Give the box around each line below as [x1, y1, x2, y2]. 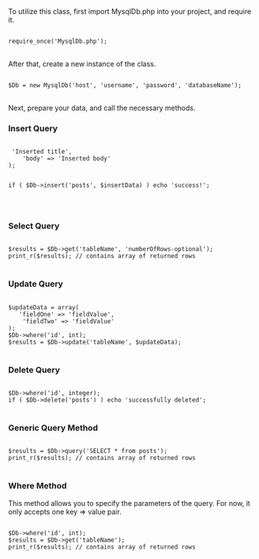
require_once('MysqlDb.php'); [8, 37, 108, 45]
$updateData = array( [8, 303, 80, 311]
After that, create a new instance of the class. [8, 59, 156, 68]
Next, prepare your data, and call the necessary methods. [8, 103, 196, 112]
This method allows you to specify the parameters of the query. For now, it [8, 498, 250, 508]
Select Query [8, 221, 60, 231]
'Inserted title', [11, 148, 73, 156]
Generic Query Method [8, 422, 99, 433]
